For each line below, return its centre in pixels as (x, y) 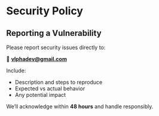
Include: (16, 71)
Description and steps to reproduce (59, 82)
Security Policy (45, 11)
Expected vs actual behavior (50, 88)
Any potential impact (40, 95)
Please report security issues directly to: (56, 47)
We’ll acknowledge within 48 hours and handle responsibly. (80, 106)
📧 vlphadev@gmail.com (37, 59)
